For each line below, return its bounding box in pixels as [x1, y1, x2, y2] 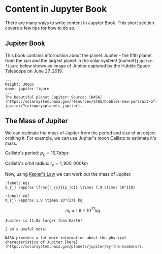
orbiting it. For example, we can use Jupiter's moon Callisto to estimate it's [5, 135, 157, 141]
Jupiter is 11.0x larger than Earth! [5, 218, 83, 223]
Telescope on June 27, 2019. [5, 68, 63, 74]
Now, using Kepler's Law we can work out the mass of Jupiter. [5, 171, 132, 177]
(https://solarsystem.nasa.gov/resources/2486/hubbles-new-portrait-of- [5, 99, 158, 104]
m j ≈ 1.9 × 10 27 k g [65, 207, 100, 215]
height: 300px [5, 82, 34, 87]
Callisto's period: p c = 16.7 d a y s [5, 150, 69, 157]
